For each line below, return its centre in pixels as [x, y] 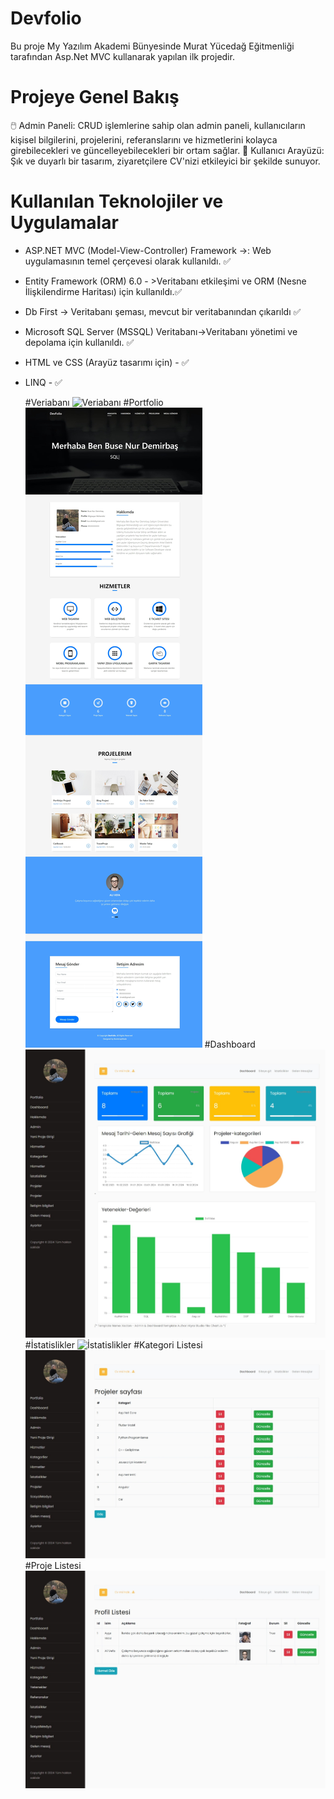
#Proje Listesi [53, 1565]
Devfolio [46, 18]
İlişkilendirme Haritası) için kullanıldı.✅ [103, 291]
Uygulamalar [64, 223]
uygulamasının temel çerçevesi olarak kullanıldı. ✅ [128, 261]
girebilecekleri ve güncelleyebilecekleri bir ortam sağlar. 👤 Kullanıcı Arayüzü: [167, 150]
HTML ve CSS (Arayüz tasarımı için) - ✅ [107, 362]
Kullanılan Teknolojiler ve [117, 201]
